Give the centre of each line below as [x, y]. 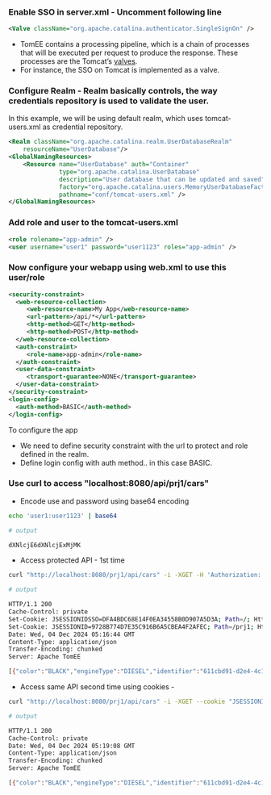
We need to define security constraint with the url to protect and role [134, 446]
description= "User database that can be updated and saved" [162, 179]
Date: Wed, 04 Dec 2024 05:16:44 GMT [72, 634]
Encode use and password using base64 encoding [104, 501]
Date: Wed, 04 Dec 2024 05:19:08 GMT [72, 746]
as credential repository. [83, 127]
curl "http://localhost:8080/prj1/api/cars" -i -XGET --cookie [117, 702]
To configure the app [43, 429]
